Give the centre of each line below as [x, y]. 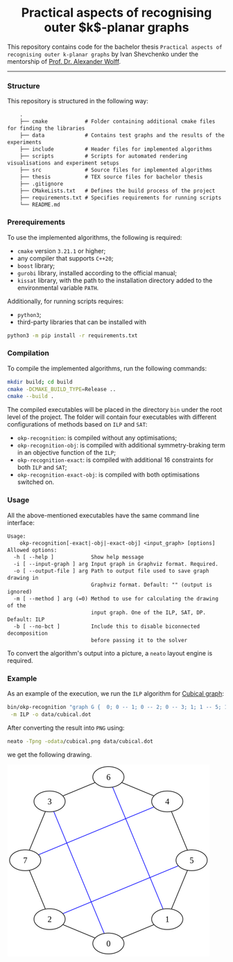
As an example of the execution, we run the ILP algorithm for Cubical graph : [115, 693]
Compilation [28, 353]
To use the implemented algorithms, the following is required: [95, 237]
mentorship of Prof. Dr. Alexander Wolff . [64, 61]
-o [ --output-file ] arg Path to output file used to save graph [111, 571]
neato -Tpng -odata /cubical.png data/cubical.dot [80, 741]
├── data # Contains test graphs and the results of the [122, 136]
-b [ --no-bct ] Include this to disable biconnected [106, 626]
